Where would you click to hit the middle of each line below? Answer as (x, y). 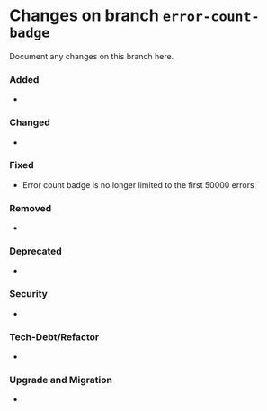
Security (28, 294)
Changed (30, 122)
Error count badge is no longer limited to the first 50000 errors (138, 184)
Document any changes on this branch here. (92, 56)
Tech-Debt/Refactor (54, 336)
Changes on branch (85, 16)
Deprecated (36, 251)
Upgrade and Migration (61, 380)
